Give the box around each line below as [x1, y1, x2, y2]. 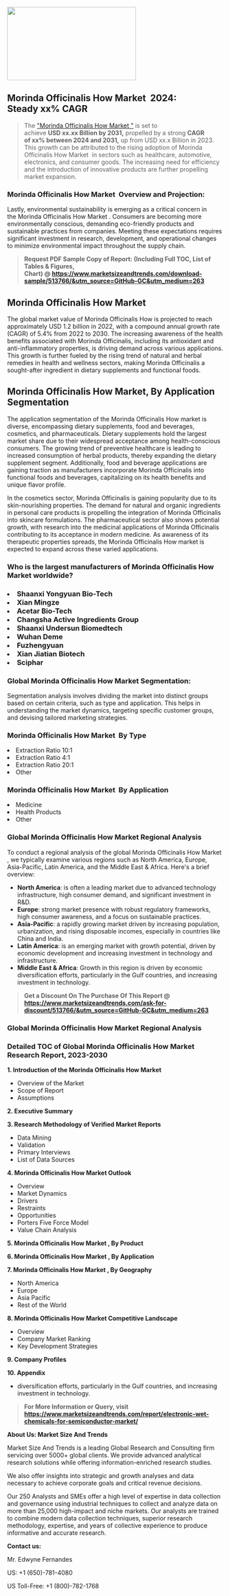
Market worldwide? [7, 570, 73, 580]
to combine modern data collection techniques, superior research [7, 1514, 193, 1522]
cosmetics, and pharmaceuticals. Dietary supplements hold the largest [7, 429, 207, 437]
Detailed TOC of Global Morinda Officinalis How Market [7, 1041, 195, 1051]
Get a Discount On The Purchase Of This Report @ [23, 991, 170, 999]
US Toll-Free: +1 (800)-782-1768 [7, 1582, 100, 1590]
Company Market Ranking [16, 1334, 91, 1343]
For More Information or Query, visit [23, 1402, 129, 1411]
